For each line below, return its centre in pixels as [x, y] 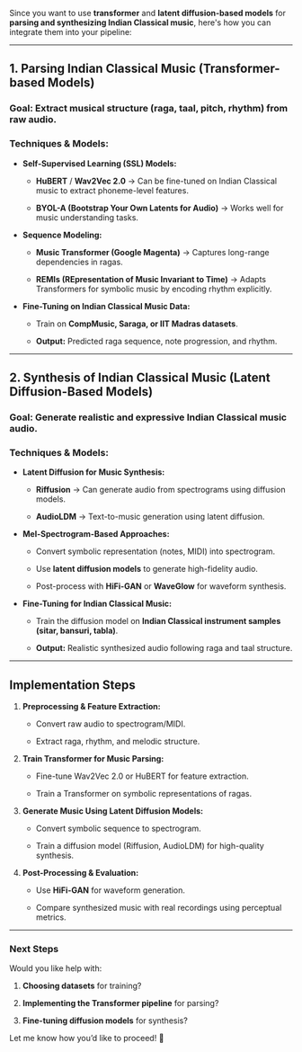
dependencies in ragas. [79, 262]
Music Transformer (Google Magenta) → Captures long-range [152, 252]
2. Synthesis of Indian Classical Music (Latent [140, 378]
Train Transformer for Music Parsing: [93, 759]
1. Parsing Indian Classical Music [102, 69]
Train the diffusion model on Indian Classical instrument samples [158, 621]
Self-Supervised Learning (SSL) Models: [99, 163]
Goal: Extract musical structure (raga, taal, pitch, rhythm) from [149, 109]
